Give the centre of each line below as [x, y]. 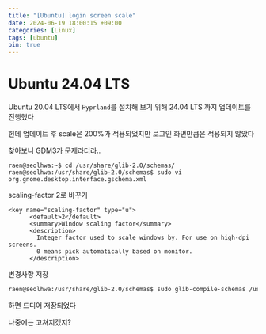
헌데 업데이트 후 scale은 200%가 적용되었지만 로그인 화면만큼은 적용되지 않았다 [131, 134]
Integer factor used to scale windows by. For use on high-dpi [143, 238]
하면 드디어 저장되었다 [42, 305]
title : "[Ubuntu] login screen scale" [72, 15]
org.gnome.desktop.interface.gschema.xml [78, 180]
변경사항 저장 [28, 275]
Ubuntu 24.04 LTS [69, 84]
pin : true [25, 45]
